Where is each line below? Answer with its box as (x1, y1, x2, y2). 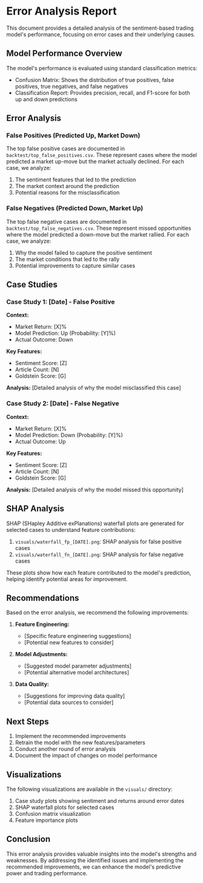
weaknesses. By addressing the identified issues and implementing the (6, 856, 184, 864)
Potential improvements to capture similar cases (15, 262, 135, 269)
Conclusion (6, 834, 51, 844)
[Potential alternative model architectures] (24, 669, 129, 676)
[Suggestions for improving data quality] (24, 693, 125, 700)
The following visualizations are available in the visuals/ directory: (6, 785, 173, 793)
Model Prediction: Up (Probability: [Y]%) (15, 329, 116, 337)
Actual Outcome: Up (15, 438, 66, 445)
